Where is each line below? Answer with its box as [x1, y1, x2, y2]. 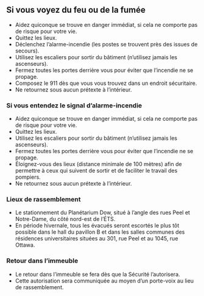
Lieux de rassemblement [6, 195, 81, 204]
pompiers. [15, 173, 41, 181]
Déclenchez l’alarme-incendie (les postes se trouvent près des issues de [15, 40, 198, 48]
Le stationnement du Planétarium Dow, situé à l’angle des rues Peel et [15, 209, 191, 216]
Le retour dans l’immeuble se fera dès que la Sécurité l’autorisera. [15, 270, 181, 278]
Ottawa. [15, 241, 35, 249]
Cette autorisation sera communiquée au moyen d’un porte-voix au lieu [15, 277, 194, 284]
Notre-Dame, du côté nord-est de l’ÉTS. [15, 215, 116, 223]
